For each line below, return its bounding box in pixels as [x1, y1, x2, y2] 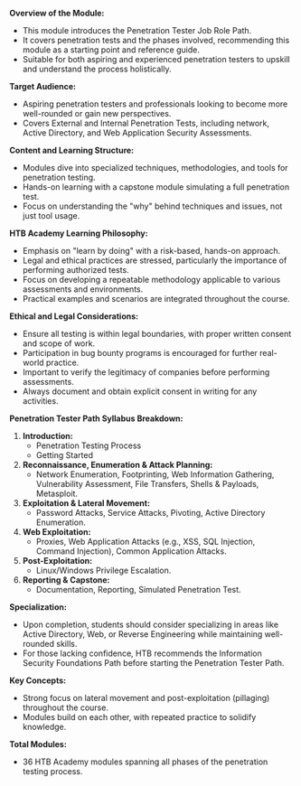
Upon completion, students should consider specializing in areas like [22, 619, 278, 630]
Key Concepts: [9, 675, 66, 686]
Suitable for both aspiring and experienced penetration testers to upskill [22, 54, 291, 64]
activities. [22, 396, 59, 406]
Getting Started [35, 450, 93, 460]
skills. [56, 639, 78, 649]
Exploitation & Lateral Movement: [22, 498, 151, 509]
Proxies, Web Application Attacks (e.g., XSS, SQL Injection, [35, 537, 256, 547]
